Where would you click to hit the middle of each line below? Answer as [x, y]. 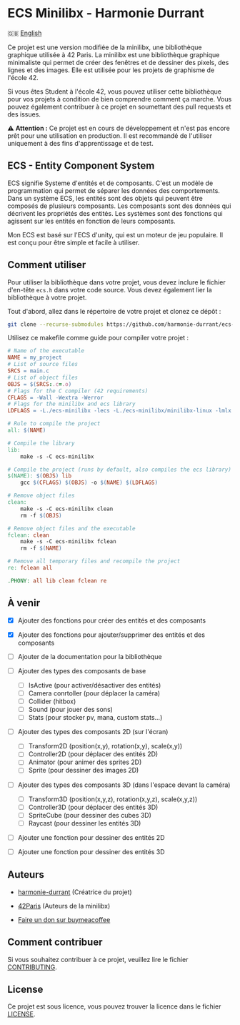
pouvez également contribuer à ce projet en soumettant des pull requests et [119, 107]
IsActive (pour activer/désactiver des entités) [95, 685]
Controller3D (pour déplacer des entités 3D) [93, 807]
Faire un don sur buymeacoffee [64, 919]
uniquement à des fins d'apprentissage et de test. [80, 143]
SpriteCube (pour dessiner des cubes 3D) [90, 815]
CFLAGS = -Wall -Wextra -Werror [55, 397]
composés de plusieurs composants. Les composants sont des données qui [119, 206]
